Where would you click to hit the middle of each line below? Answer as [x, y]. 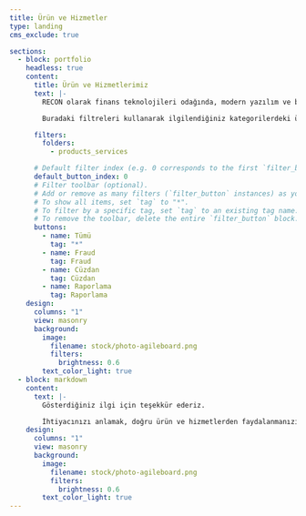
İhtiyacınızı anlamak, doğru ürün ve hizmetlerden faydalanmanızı [171, 421]
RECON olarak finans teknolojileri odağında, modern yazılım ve [167, 102]
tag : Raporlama [78, 295]
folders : [59, 143]
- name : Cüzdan [71, 269]
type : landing [36, 26]
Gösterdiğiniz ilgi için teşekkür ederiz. [124, 405]
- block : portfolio [55, 60]
